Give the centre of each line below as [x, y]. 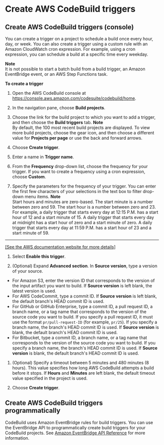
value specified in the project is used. [50, 378]
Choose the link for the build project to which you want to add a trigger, [84, 117]
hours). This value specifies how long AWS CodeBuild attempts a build [83, 368]
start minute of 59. [31, 233]
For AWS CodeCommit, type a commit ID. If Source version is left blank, [84, 296]
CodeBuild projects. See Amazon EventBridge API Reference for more [75, 433]
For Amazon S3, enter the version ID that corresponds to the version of [83, 280]
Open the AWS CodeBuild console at [49, 93]
